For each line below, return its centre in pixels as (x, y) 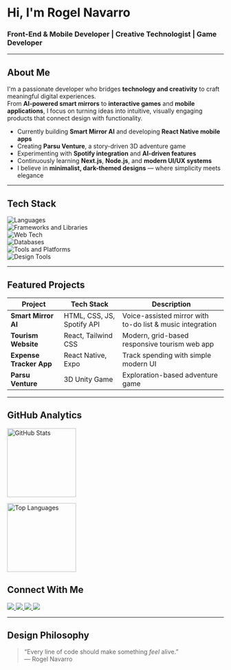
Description (171, 304)
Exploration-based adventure (170, 375)
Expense (25, 355)
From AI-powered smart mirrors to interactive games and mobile (101, 104)
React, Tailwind (88, 335)
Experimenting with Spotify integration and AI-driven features (107, 153)
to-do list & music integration (170, 324)
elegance (30, 175)
